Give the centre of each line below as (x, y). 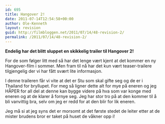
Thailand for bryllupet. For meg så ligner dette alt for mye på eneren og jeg (81, 86)
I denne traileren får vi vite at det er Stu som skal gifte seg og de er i (74, 80)
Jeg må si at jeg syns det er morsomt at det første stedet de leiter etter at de (82, 111)
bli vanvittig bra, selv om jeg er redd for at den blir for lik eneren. (70, 101)
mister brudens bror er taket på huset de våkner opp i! (60, 116)
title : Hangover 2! (25, 14)
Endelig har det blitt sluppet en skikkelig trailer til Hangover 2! (69, 51)
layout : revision (23, 28)
